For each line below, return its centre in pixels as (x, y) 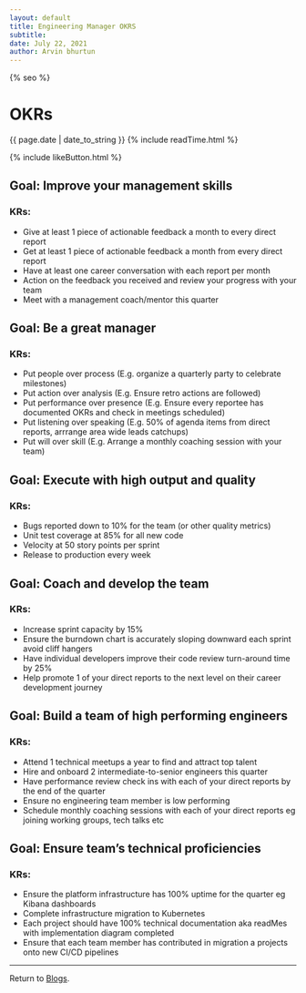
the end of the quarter (64, 791)
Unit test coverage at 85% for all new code (103, 536)
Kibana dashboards (59, 904)
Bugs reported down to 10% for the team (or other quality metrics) (147, 526)
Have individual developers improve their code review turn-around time (156, 658)
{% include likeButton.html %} (66, 158)
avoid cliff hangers (57, 649)
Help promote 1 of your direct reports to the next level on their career (152, 677)
